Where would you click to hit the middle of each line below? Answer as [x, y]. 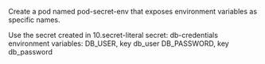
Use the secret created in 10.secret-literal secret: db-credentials [113, 35]
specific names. [35, 20]
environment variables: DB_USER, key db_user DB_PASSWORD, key [119, 43]
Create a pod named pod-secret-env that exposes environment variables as [132, 11]
